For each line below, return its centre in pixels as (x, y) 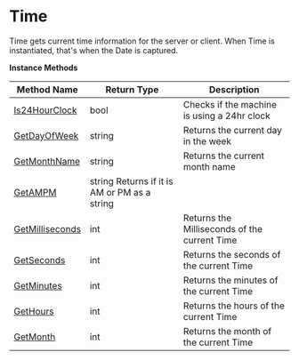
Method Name (47, 89)
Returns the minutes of (230, 280)
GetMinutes (38, 285)
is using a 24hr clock (227, 116)
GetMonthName (47, 161)
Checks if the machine (230, 104)
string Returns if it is (131, 181)
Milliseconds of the (223, 228)
